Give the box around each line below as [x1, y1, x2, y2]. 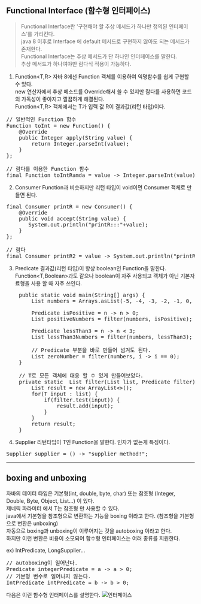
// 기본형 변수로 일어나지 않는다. [6, 573, 92, 579]
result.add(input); [56, 402, 114, 409]
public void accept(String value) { [19, 215, 127, 222]
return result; [31, 420, 76, 427]
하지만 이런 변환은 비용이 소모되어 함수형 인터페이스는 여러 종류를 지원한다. [6, 534, 181, 542]
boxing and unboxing [6, 473, 87, 484]
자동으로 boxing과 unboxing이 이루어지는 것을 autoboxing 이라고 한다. [6, 527, 172, 534]
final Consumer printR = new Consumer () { [6, 203, 133, 210]
